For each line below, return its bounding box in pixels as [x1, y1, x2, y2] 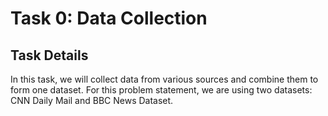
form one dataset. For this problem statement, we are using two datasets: [10, 84, 313, 96]
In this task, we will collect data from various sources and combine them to [10, 73, 319, 85]
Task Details [10, 47, 89, 64]
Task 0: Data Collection [10, 7, 208, 30]
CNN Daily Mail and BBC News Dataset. [10, 95, 174, 106]
